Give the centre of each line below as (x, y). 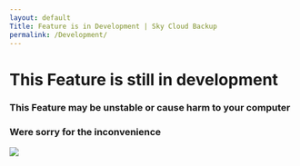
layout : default (40, 18)
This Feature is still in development (144, 79)
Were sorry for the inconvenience (85, 132)
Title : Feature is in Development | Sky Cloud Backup (114, 26)
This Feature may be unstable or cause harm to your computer (150, 108)
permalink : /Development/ (58, 34)
